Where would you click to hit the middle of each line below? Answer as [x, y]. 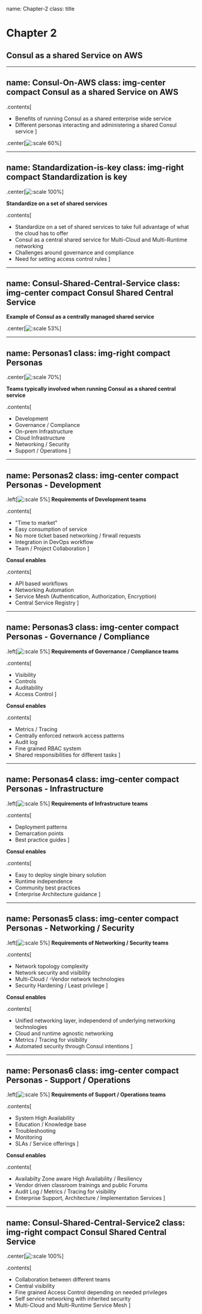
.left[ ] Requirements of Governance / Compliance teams [93, 651]
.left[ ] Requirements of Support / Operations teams [86, 1095]
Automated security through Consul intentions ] [74, 1046]
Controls [26, 681]
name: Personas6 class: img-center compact [93, 1070]
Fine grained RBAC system [48, 748]
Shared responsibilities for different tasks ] [68, 755]
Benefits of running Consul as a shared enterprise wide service [93, 118]
